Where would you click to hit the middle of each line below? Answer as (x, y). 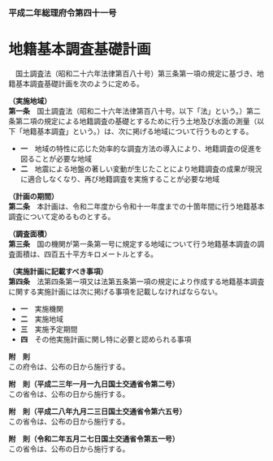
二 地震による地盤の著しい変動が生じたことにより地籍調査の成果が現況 (141, 169)
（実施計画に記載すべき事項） (58, 271)
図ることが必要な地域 (56, 158)
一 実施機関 (41, 308)
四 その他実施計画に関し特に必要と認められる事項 (106, 339)
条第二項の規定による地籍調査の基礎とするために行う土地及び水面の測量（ (133, 121)
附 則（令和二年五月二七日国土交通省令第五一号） (94, 438)
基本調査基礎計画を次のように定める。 (79, 84)
